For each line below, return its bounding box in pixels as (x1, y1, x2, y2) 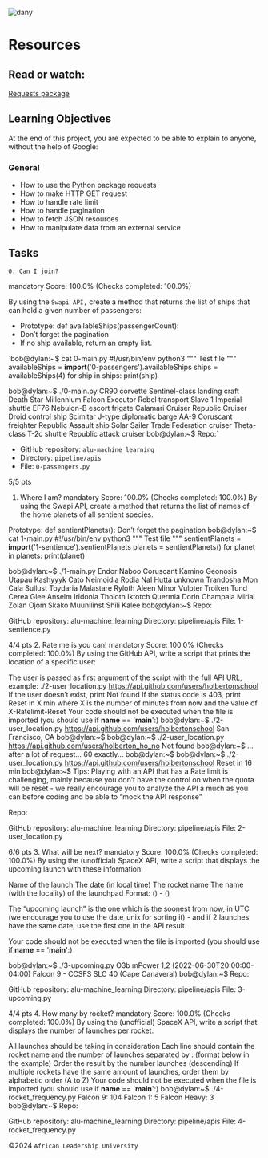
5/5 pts (8, 477, 32, 486)
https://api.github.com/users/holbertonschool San (64, 723, 230, 733)
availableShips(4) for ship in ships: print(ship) (8, 370, 158, 380)
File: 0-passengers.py (19, 461, 90, 471)
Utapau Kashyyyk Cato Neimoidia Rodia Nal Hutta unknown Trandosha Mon (8, 575, 258, 584)
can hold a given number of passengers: (8, 305, 142, 315)
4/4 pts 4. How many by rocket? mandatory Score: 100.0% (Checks (8, 1008, 231, 1018)
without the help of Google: (8, 141, 98, 152)
